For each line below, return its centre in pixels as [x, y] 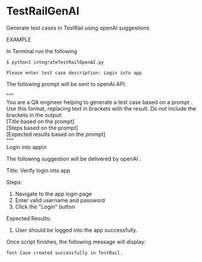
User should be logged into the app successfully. [76, 230]
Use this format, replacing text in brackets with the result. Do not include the [101, 108]
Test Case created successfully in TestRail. [64, 253]
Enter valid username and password [60, 200]
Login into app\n [27, 147]
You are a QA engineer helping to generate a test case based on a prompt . [99, 102]
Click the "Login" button [45, 206]
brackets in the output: [34, 115]
